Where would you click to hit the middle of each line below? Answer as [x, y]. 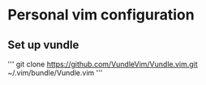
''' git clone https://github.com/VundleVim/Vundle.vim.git [103, 64]
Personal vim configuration [101, 15]
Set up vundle [43, 45]
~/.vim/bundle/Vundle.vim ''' [55, 73]
